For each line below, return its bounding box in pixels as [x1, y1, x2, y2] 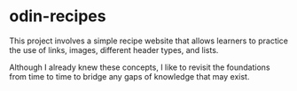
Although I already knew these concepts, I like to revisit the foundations [9, 62, 270, 72]
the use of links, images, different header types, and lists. [9, 44, 219, 55]
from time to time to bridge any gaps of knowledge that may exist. [9, 71, 250, 81]
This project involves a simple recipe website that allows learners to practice [9, 35, 289, 46]
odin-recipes [9, 6, 106, 27]
